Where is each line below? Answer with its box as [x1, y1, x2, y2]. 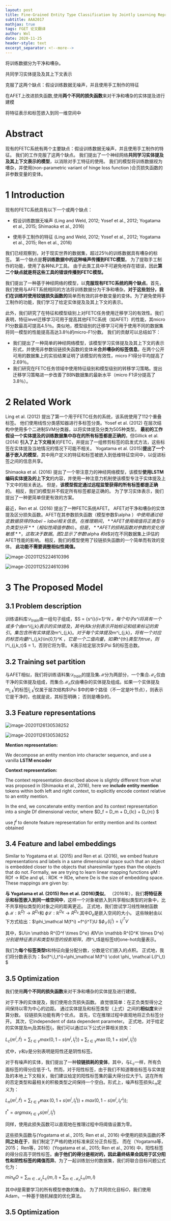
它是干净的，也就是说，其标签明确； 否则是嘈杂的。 [5, 694, 113, 700]
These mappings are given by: [5, 880, 69, 886]
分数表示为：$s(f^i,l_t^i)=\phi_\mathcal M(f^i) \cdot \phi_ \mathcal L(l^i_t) [14, 954, 165, 960]
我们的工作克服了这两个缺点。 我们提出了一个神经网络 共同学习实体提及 [15, 151, 164, 158]
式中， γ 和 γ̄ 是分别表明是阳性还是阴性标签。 [5, 1048, 95, 1054]
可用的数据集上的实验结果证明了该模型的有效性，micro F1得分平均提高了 [12, 352, 164, 358]
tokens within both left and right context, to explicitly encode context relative [5, 788, 166, 794]
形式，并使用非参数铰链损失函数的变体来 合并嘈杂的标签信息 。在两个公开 [12, 346, 164, 352]
